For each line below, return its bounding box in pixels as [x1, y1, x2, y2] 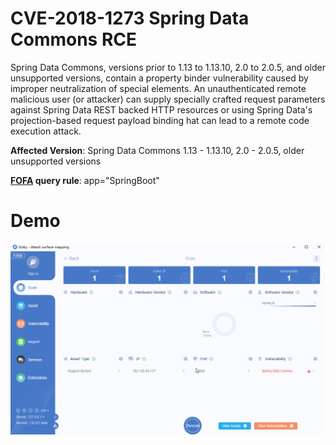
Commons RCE [10, 28, 138, 51]
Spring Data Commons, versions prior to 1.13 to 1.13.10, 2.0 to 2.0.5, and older [10, 61, 326, 73]
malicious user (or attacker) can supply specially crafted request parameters [10, 93, 326, 105]
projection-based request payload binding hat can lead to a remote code [10, 114, 310, 126]
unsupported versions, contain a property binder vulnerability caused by [10, 72, 309, 84]
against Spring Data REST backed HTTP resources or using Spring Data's [10, 103, 313, 116]
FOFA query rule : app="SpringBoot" [10, 174, 160, 186]
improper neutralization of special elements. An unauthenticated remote [10, 82, 307, 94]
